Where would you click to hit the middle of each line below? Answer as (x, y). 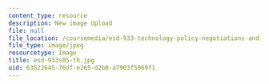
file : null (26, 30)
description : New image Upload (60, 23)
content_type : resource (48, 16)
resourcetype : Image (43, 53)
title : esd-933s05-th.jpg (51, 61)
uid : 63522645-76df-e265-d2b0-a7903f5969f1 (82, 68)
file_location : (34, 38)
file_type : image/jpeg (46, 46)
